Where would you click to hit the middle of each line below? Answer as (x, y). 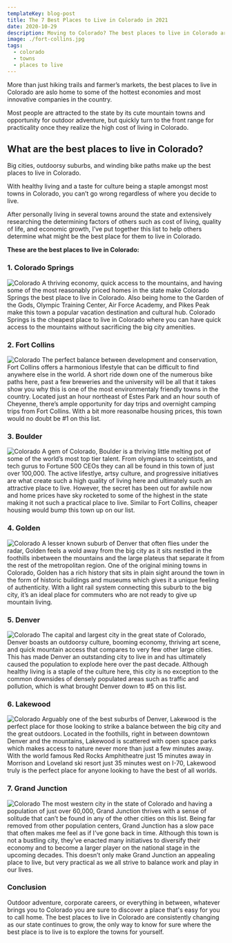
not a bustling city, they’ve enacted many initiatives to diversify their (104, 840)
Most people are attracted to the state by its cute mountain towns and (106, 113)
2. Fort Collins (31, 345)
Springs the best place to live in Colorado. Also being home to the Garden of (116, 297)
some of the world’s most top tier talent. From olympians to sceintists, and (112, 459)
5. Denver (24, 620)
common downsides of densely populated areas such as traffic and (103, 678)
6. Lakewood (29, 704)
